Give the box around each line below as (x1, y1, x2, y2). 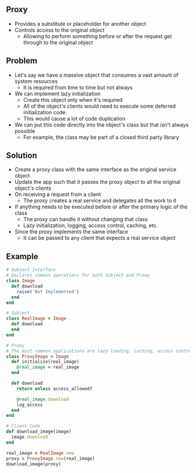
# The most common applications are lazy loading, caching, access (6, 348, 174, 354)
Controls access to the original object (14, 26, 105, 33)
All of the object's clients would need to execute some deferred (23, 102, 176, 109)
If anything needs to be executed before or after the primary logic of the (14, 203, 188, 210)
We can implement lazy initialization (14, 90, 101, 97)
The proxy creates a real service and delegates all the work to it (23, 197, 177, 204)
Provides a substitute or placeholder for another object (14, 20, 146, 27)
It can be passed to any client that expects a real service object (23, 234, 176, 242)
